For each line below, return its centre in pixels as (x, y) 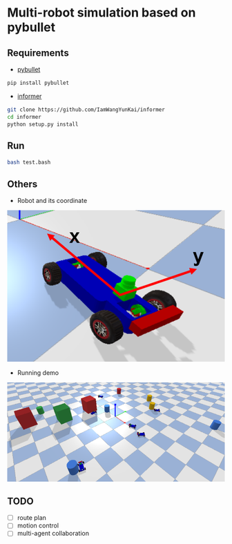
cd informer (24, 117)
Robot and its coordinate (52, 201)
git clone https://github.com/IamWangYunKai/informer (86, 109)
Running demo (38, 372)
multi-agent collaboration (53, 534)
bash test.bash (29, 163)
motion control (38, 525)
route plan (32, 518)
